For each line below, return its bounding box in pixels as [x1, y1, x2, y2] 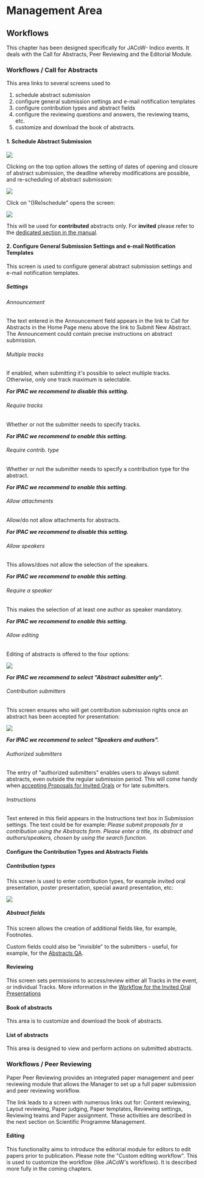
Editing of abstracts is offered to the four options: [6, 650, 130, 658]
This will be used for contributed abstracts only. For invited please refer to [6, 222, 195, 229]
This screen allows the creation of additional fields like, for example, [6, 924, 177, 932]
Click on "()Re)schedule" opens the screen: [6, 199, 116, 206]
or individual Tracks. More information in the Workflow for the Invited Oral [6, 984, 191, 991]
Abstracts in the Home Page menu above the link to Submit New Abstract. [6, 324, 192, 331]
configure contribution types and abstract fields [15, 104, 136, 112]
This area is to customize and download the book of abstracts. [6, 1017, 163, 1024]
